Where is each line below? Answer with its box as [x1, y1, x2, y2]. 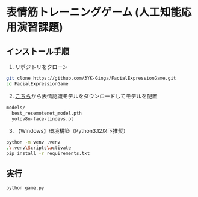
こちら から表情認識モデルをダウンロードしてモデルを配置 [14, 92, 158, 100]
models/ [6, 105, 26, 111]
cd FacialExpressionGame [6, 80, 69, 87]
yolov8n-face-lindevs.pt [11, 115, 74, 122]
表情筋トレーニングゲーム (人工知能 [6, 5, 182, 19]
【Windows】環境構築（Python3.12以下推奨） [14, 127, 129, 135]
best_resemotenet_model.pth [11, 110, 82, 116]
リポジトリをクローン [14, 64, 68, 70]
